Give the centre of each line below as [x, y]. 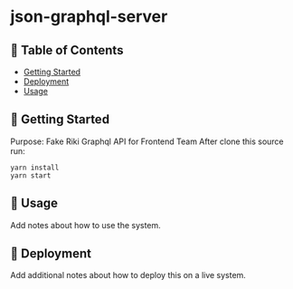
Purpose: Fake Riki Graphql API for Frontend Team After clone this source [147, 141]
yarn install [35, 168]
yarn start [31, 175]
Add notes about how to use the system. [85, 225]
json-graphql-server [89, 17]
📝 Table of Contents [67, 50]
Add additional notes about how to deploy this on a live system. [128, 275]
